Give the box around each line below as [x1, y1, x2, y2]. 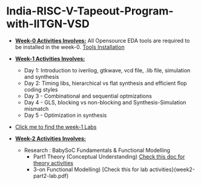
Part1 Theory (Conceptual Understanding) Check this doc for [33, 152, 185, 160]
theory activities [33, 159, 74, 166]
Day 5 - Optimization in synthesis [24, 111, 107, 119]
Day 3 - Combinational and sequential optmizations [24, 92, 153, 99]
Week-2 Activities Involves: [15, 134, 86, 142]
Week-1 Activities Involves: [15, 55, 85, 62]
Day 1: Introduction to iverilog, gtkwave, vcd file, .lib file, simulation [24, 66, 191, 74]
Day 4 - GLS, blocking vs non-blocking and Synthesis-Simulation [24, 98, 186, 106]
